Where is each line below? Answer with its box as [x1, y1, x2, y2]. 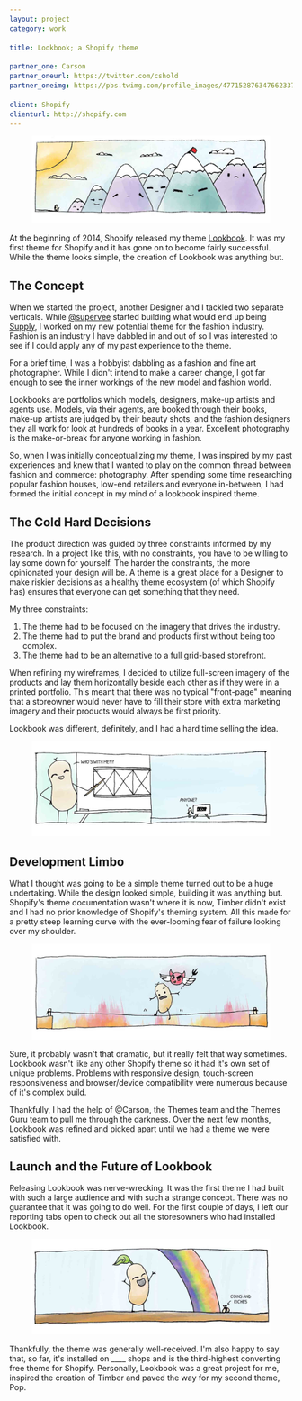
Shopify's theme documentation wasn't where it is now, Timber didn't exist [9, 897, 286, 908]
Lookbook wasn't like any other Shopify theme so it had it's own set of [9, 1058, 270, 1069]
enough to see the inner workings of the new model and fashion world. [9, 377, 271, 387]
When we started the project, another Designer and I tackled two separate [9, 302, 285, 313]
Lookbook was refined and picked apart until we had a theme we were [9, 1123, 270, 1134]
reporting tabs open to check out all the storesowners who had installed [9, 1212, 276, 1223]
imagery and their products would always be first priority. [9, 705, 222, 716]
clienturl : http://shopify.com [9, 109, 127, 119]
